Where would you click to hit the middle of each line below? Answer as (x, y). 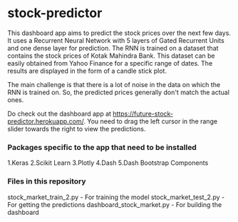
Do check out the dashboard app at (59, 113)
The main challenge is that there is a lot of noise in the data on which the (114, 84)
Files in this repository (47, 181)
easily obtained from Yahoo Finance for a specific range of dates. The (110, 63)
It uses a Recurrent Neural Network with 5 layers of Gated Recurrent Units (116, 40)
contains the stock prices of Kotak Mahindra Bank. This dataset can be (111, 56)
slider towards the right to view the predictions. (77, 128)
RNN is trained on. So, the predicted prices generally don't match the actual (119, 92)
